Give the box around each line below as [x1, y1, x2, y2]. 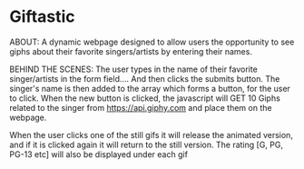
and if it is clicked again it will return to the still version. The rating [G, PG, [9, 139, 284, 150]
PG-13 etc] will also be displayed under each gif [9, 148, 189, 160]
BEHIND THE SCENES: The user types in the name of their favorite [9, 64, 259, 75]
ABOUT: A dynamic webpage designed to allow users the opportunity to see [9, 36, 295, 47]
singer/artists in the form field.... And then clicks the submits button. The [9, 73, 280, 84]
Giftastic [9, 6, 75, 27]
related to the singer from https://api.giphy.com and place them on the [9, 102, 272, 113]
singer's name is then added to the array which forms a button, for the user [9, 83, 290, 94]
